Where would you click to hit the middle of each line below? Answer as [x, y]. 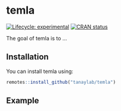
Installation [27, 57]
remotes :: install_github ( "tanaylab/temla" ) [61, 82]
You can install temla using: [40, 71]
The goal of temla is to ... [37, 38]
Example [23, 101]
